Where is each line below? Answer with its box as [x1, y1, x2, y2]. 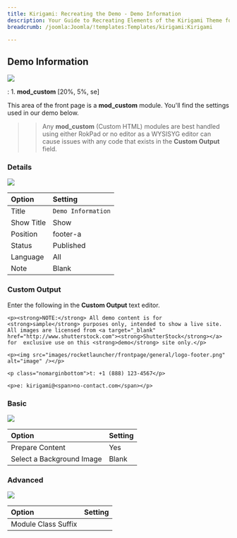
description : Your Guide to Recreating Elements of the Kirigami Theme [7, 17, 222, 24]
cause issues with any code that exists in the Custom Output [42, 137, 220, 146]
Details [7, 163, 32, 173]
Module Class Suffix [11, 519, 78, 529]
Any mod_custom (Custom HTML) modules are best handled [42, 123, 220, 131]
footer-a [52, 230, 82, 239]
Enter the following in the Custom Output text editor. [7, 301, 160, 309]
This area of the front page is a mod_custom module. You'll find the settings [7, 101, 229, 110]
